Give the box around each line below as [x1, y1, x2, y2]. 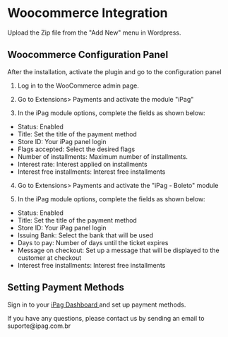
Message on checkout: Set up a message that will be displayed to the [17, 246, 220, 254]
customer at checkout [17, 253, 82, 262]
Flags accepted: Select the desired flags [17, 145, 136, 153]
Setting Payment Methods [7, 281, 125, 294]
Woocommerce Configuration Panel [7, 49, 169, 61]
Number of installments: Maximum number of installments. [17, 152, 188, 160]
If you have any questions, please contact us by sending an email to [7, 314, 205, 322]
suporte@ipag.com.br [7, 321, 71, 330]
